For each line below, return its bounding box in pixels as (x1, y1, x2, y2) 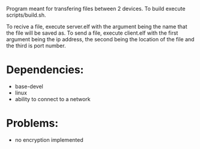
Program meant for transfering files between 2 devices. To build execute (6, 5, 186, 12)
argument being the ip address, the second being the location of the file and (6, 36, 195, 42)
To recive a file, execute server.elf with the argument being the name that (6, 23, 187, 30)
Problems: (6, 117, 59, 130)
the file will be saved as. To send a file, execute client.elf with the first (6, 29, 178, 37)
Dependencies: (6, 63, 84, 77)
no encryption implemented (14, 136, 83, 143)
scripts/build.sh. (6, 11, 46, 19)
